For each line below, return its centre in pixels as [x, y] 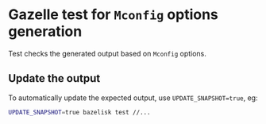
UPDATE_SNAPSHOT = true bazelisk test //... [79, 112]
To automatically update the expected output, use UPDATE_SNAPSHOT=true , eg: [133, 98]
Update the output [54, 78]
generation [45, 31]
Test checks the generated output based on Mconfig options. [107, 53]
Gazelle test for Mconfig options [113, 15]
